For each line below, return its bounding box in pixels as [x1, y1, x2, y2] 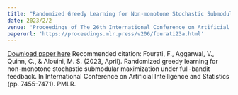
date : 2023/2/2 [7, 17, 52, 24]
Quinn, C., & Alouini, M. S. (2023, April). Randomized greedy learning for [7, 57, 218, 66]
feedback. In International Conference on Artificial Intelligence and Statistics [7, 72, 229, 81]
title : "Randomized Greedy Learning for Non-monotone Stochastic [7, 10, 204, 18]
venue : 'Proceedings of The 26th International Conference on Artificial [7, 23, 230, 30]
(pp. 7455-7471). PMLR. [7, 79, 76, 89]
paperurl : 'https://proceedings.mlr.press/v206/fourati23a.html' [7, 30, 204, 38]
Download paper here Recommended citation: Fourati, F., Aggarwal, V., [7, 50, 215, 58]
